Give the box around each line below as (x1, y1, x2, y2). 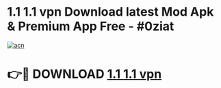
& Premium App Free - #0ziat (7, 18, 174, 34)
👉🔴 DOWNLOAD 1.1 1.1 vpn (7, 66, 162, 82)
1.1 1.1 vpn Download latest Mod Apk (7, 4, 214, 20)
